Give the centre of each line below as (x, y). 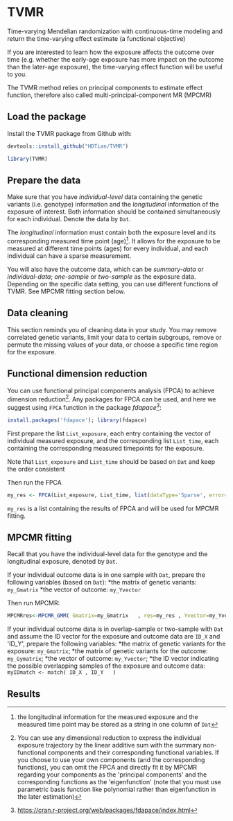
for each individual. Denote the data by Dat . (69, 219)
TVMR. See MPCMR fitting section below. (66, 291)
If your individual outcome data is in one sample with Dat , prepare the (106, 575)
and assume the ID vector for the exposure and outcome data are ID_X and (114, 637)
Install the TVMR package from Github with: (69, 133)
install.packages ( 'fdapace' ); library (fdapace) (77, 420)
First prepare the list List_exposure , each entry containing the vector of (109, 433)
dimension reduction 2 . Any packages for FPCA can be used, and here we (112, 398)
